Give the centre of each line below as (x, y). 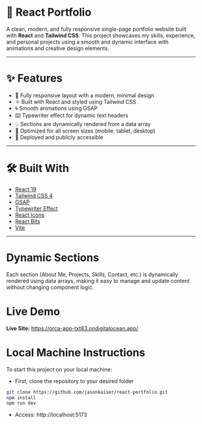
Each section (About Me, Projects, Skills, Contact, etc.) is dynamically (92, 274)
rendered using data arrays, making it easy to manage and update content (98, 280)
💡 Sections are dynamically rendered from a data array (83, 124)
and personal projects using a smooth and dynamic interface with (87, 42)
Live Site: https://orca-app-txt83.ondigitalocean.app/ (72, 328)
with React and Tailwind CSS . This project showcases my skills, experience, (101, 35)
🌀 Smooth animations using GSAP (56, 108)
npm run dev (21, 403)
